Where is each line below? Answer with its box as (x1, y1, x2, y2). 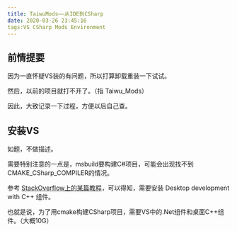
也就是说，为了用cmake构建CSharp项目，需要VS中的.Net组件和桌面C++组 (7, 208, 224, 216)
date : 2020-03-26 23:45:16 (7, 17, 87, 24)
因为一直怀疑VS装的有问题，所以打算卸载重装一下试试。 (7, 72, 171, 80)
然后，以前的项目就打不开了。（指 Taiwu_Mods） (7, 86, 149, 96)
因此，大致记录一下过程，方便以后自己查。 (7, 102, 132, 111)
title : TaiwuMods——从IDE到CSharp (7, 10, 104, 18)
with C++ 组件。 (7, 193, 55, 201)
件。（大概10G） (7, 217, 53, 225)
